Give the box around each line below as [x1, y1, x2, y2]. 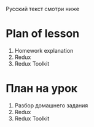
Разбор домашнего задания [14, 101, 88, 109]
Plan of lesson [6, 27, 80, 40]
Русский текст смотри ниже [6, 6, 80, 12]
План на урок [6, 82, 78, 96]
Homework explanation [14, 47, 74, 54]
